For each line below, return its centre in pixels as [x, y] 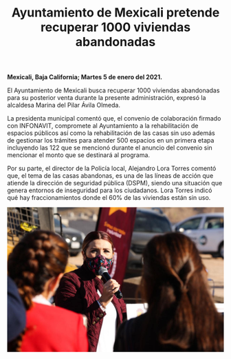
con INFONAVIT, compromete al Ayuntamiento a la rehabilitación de [103, 126]
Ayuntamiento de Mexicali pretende [115, 13]
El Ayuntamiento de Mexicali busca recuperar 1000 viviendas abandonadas [113, 90]
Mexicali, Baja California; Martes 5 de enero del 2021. [85, 77]
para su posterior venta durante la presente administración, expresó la [107, 98]
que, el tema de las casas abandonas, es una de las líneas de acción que [110, 176]
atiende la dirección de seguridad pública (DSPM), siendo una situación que [115, 183]
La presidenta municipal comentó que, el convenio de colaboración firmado [114, 119]
